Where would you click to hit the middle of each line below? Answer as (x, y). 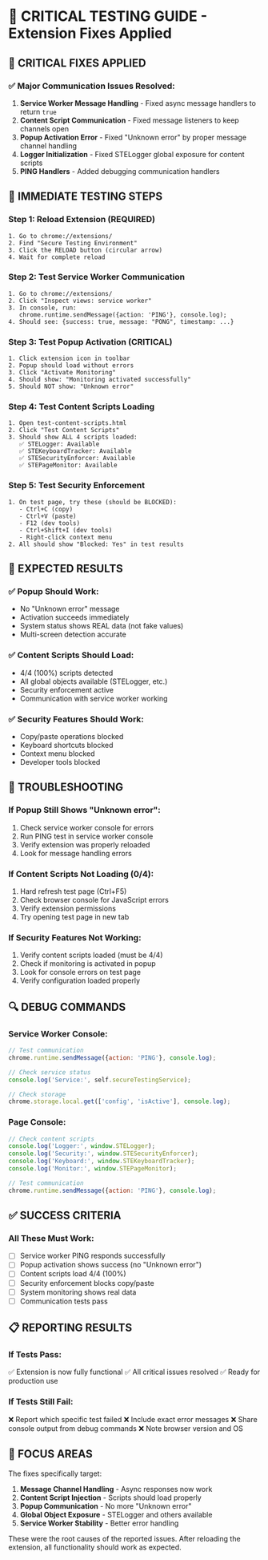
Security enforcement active (67, 689)
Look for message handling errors (76, 853)
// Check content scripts (51, 1139)
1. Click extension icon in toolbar (69, 359)
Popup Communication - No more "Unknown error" (106, 1505)
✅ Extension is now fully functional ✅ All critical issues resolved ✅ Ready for (134, 1372)
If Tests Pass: (35, 1355)
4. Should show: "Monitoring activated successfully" (100, 380)
